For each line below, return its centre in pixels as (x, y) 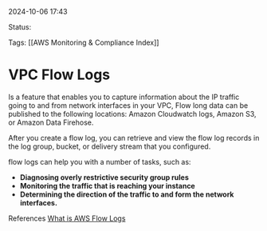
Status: (20, 27)
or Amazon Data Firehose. (51, 122)
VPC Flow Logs (59, 75)
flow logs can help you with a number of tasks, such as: (100, 161)
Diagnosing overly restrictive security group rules (104, 177)
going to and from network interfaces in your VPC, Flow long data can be (128, 105)
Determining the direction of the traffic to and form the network (127, 194)
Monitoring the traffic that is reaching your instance (107, 185)
